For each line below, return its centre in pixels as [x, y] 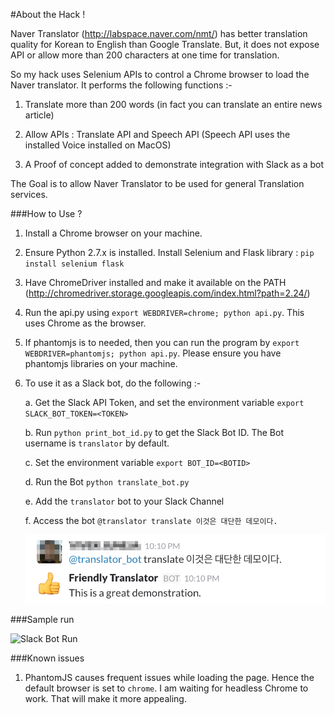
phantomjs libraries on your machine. [101, 363]
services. [29, 194]
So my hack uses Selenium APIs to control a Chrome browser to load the [160, 74]
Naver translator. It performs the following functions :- [121, 85]
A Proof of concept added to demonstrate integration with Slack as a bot [174, 164]
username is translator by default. [97, 443]
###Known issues [47, 658]
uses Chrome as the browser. [85, 323]
